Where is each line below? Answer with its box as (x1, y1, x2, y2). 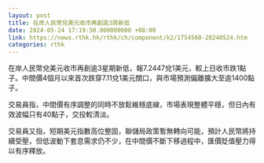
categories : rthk (8, 41, 65, 49)
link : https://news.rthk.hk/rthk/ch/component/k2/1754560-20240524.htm (8, 33, 247, 42)
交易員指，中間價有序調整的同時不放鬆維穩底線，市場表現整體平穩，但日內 (8, 100, 249, 109)
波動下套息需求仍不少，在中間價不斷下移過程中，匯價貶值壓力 (49, 136, 249, 146)
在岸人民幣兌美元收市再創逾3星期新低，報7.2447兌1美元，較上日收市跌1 (8, 64, 240, 73)
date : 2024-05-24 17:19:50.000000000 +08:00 (8, 26, 156, 34)
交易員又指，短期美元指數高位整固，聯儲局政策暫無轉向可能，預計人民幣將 (8, 127, 249, 136)
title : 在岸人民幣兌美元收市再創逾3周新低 (8, 19, 130, 27)
